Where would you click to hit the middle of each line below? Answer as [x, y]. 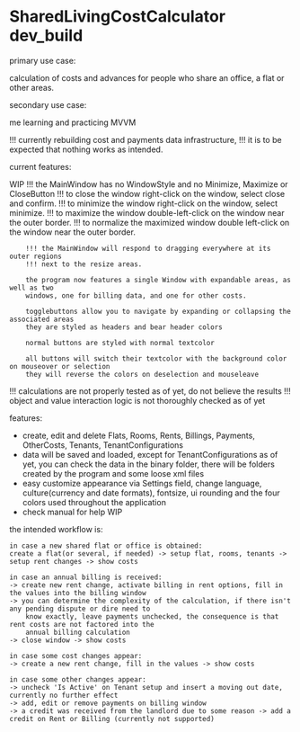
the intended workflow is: [56, 529]
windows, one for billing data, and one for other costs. [136, 295]
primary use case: [43, 60]
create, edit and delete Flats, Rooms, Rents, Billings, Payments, [139, 435]
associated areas [42, 319]
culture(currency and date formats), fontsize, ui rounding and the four [151, 493]
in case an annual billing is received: [86, 577]
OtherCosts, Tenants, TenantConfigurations [103, 445]
